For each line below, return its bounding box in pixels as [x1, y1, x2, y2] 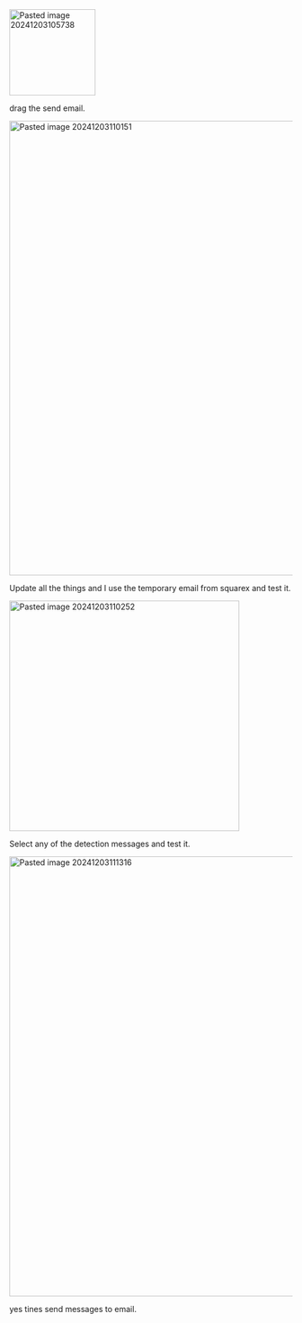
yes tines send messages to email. [9, 1304, 138, 1314]
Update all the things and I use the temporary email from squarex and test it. [9, 583, 291, 593]
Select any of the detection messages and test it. [9, 838, 191, 849]
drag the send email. [9, 103, 85, 114]
